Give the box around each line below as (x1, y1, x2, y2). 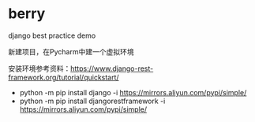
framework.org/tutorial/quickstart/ (8, 72, 120, 82)
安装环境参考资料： (8, 64, 71, 73)
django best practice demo (8, 31, 96, 40)
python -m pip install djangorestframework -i (19, 96, 166, 105)
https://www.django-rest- (70, 64, 154, 73)
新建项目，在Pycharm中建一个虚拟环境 (8, 46, 134, 56)
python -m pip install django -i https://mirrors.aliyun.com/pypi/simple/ (19, 87, 247, 97)
